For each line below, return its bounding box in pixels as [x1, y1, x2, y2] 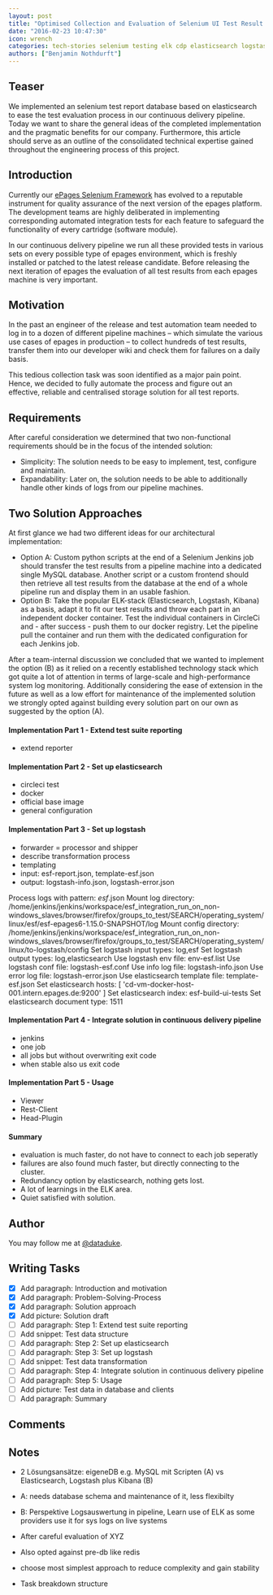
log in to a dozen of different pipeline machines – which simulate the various [8, 329, 263, 338]
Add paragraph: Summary [19, 1393, 107, 1403]
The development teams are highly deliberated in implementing [8, 207, 220, 216]
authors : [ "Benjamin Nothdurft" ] [8, 50, 122, 58]
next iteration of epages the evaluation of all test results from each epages [8, 266, 258, 276]
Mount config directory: [159, 918, 240, 928]
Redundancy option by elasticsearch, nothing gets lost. [19, 1176, 205, 1186]
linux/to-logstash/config [8, 944, 89, 954]
